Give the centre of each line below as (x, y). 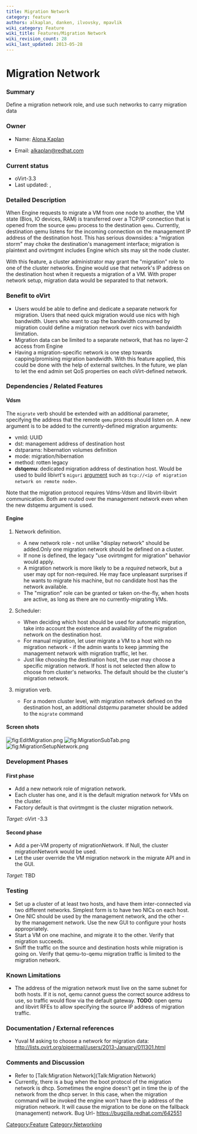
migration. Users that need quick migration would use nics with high (97, 315)
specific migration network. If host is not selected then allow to (100, 666)
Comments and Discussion (45, 1063)
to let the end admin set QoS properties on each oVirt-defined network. (101, 371)
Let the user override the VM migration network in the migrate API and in (103, 858)
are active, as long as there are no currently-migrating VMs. (96, 599)
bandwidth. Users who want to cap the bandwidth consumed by (92, 321)
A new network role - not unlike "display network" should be (96, 543)
